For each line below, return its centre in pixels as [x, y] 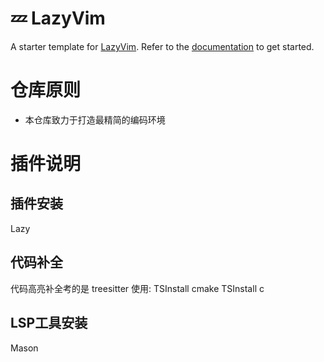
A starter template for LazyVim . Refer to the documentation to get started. [162, 46]
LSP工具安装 [49, 323]
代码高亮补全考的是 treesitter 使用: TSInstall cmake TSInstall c [137, 288]
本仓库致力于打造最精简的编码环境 [95, 119]
